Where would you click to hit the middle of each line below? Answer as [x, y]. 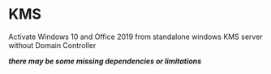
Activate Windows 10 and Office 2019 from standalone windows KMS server [135, 37]
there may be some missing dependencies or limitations [105, 61]
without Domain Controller [52, 45]
